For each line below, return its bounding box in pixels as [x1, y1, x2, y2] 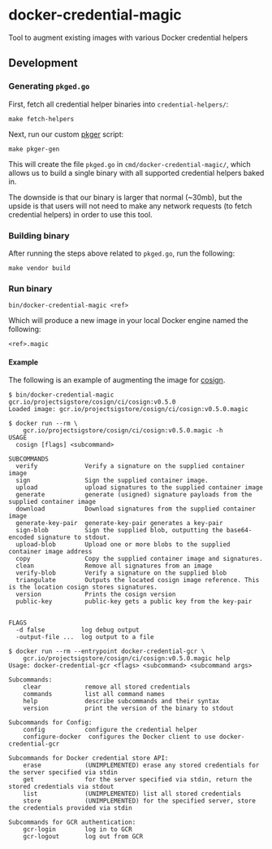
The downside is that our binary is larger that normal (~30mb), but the [8, 192, 243, 202]
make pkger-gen [8, 145, 60, 153]
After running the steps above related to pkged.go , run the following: [8, 248, 235, 258]
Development [8, 56, 79, 70]
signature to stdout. [37, 533, 111, 542]
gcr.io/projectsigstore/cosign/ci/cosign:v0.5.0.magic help [23, 654, 231, 663]
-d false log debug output [15, 626, 140, 634]
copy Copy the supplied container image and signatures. [15, 555, 264, 563]
